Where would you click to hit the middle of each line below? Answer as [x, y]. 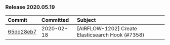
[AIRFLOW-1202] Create [107, 29]
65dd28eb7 [22, 32]
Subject [86, 20]
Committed [55, 20]
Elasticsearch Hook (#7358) [111, 35]
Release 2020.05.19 [30, 7]
